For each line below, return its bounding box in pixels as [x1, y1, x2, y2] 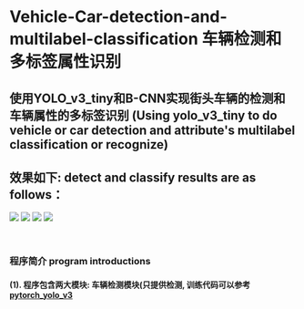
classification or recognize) [9, 137, 168, 152]
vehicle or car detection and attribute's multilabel [9, 122, 296, 138]
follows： [9, 187, 65, 202]
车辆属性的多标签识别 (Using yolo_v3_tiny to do [9, 108, 278, 123]
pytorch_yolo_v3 [9, 289, 73, 300]
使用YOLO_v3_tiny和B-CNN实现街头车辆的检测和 [9, 90, 286, 106]
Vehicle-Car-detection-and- [9, 6, 228, 27]
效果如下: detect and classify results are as [9, 170, 257, 185]
